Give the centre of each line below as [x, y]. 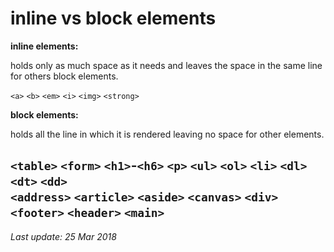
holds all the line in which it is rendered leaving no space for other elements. [167, 134]
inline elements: [44, 46]
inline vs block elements [113, 18]
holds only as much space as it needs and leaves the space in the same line [166, 65]
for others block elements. [64, 76]
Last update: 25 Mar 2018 [63, 236]
